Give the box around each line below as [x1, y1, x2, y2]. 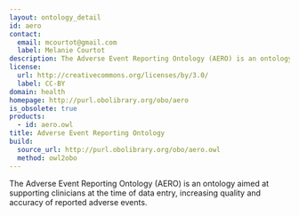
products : [9, 112, 46, 121]
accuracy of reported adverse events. [9, 196, 148, 207]
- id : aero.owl [17, 121, 74, 130]
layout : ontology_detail [9, 12, 101, 22]
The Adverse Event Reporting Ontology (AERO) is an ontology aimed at [9, 178, 270, 188]
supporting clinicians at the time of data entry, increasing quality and [9, 188, 261, 198]
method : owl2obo [17, 153, 77, 163]
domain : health [9, 87, 66, 96]
